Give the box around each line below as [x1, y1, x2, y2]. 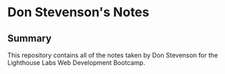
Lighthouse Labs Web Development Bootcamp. [7, 58, 146, 67]
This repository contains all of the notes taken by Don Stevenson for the [7, 51, 219, 59]
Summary [7, 32, 52, 44]
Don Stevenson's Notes [7, 4, 150, 20]
